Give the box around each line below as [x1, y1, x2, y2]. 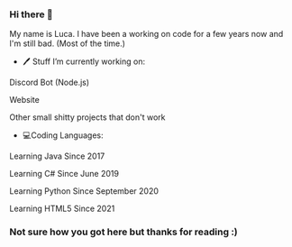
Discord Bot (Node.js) [9, 77, 90, 88]
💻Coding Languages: [22, 130, 104, 141]
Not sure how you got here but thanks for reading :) [9, 225, 239, 238]
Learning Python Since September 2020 [9, 186, 160, 197]
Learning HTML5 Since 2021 [9, 203, 115, 215]
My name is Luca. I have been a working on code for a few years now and [9, 29, 284, 40]
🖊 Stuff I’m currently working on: [22, 56, 146, 67]
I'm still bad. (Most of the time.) [9, 38, 126, 49]
